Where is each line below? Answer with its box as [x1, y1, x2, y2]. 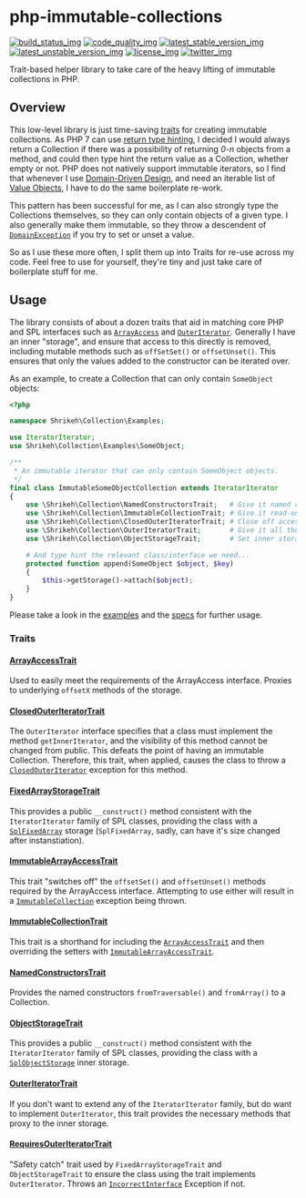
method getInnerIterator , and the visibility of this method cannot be [9, 735, 269, 746]
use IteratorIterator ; [9, 433, 96, 443]
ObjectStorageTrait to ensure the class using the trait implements [9, 1168, 257, 1179]
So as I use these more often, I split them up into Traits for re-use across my [9, 246, 294, 257]
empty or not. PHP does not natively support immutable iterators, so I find [9, 162, 286, 174]
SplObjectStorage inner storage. [9, 1057, 129, 1068]
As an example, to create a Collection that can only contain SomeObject [9, 373, 273, 384]
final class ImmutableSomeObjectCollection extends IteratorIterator [9, 483, 280, 493]
